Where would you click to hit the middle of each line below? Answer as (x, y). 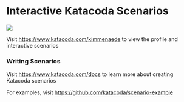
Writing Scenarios (33, 61)
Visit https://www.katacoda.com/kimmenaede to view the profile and (92, 39)
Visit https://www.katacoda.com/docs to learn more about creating (90, 74)
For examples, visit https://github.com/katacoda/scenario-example (90, 92)
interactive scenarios (32, 45)
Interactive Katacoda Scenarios (87, 11)
